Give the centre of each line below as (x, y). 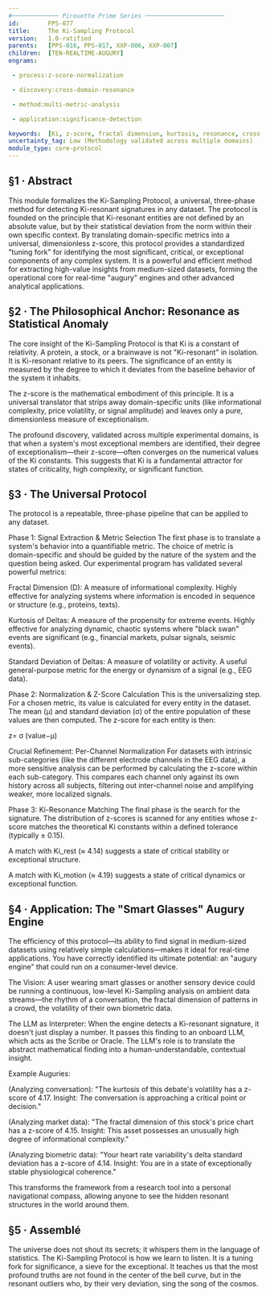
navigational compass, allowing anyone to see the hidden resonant (119, 1196)
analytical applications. (46, 286)
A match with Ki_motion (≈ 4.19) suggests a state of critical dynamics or (127, 875)
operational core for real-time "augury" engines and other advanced (121, 277)
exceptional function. (43, 884)
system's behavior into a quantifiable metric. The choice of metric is (121, 546)
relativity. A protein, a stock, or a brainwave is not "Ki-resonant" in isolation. (133, 352)
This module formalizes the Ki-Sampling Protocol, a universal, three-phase (132, 200)
